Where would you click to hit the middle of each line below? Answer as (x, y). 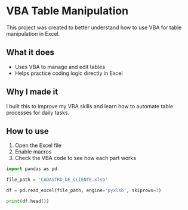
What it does (30, 53)
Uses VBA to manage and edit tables (60, 67)
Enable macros (33, 152)
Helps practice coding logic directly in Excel (69, 73)
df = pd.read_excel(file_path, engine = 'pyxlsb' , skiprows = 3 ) (84, 191)
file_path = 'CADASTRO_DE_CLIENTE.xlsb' (57, 180)
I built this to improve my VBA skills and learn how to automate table (90, 106)
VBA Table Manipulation (67, 11)
